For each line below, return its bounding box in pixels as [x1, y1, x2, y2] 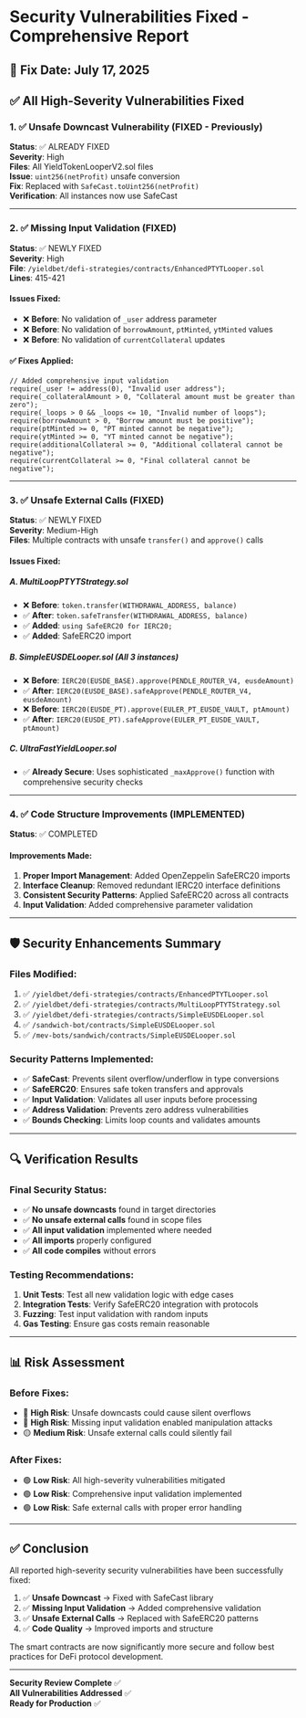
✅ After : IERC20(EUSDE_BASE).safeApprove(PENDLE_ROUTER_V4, [22, 685, 252, 696]
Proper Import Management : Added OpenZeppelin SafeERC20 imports [22, 870, 291, 881]
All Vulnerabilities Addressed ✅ [9, 1688, 132, 1699]
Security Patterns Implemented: [9, 1052, 155, 1065]
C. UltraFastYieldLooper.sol [9, 743, 117, 754]
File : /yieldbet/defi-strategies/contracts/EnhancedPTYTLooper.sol [9, 262, 265, 273]
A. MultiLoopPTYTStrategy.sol [9, 576, 129, 587]
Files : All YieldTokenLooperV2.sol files [9, 162, 154, 173]
